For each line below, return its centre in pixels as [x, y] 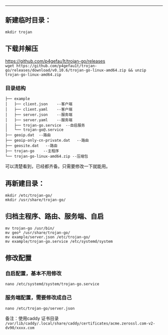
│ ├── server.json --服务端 [39, 115]
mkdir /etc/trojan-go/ [29, 195]
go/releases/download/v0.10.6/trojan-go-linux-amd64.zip [66, 70]
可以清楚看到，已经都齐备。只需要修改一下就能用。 [58, 166]
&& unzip [137, 70]
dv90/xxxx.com [20, 328]
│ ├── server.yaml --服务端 [39, 120]
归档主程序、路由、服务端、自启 [54, 217]
